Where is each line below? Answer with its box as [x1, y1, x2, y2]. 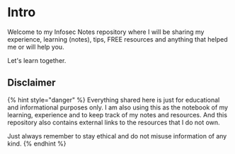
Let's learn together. [7, 56, 67, 64]
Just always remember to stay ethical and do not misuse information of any [7, 131, 227, 140]
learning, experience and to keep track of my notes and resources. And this [7, 110, 228, 119]
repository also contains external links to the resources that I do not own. [7, 118, 221, 126]
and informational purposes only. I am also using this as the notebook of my [7, 103, 229, 112]
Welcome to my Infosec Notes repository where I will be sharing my [7, 28, 205, 36]
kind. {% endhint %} [7, 139, 67, 148]
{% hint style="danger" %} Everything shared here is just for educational [7, 95, 220, 104]
